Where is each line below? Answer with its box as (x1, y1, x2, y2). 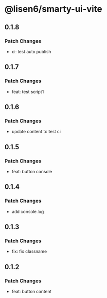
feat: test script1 (11, 89, 44, 94)
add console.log (11, 208, 44, 214)
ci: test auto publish (11, 48, 52, 54)
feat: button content (11, 289, 52, 294)
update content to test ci (11, 129, 61, 135)
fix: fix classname (11, 249, 47, 254)
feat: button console (11, 168, 52, 174)
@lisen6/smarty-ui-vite (4, 3, 103, 15)
